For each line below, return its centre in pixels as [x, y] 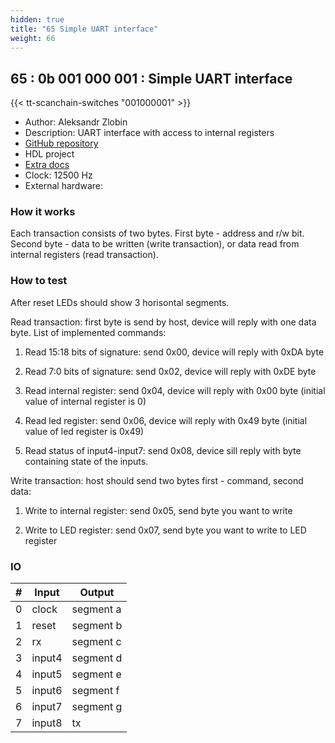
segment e [96, 674]
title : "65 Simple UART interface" [84, 29]
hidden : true [37, 19]
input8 [47, 723]
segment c [96, 642]
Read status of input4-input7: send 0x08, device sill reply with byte [163, 450]
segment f [95, 691]
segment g [97, 707]
